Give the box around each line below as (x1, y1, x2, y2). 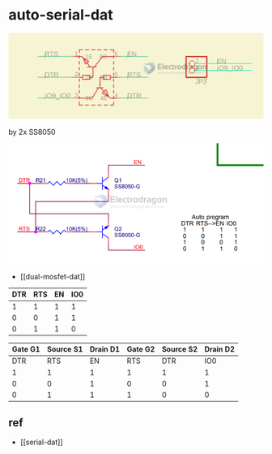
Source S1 (47, 344, 83, 354)
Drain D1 (89, 344, 120, 354)
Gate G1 (11, 344, 40, 354)
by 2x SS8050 (8, 127, 56, 136)
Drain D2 (204, 344, 235, 354)
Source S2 (161, 344, 198, 354)
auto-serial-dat (8, 6, 113, 24)
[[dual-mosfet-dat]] (19, 271, 86, 281)
